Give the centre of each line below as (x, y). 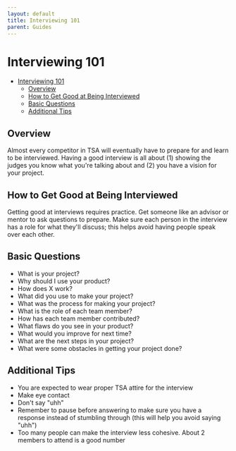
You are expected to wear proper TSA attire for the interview (105, 388)
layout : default (31, 14)
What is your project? (48, 273)
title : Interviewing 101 (44, 20)
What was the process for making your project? (86, 303)
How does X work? (45, 288)
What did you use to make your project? (75, 296)
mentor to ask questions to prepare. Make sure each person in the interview (117, 219)
